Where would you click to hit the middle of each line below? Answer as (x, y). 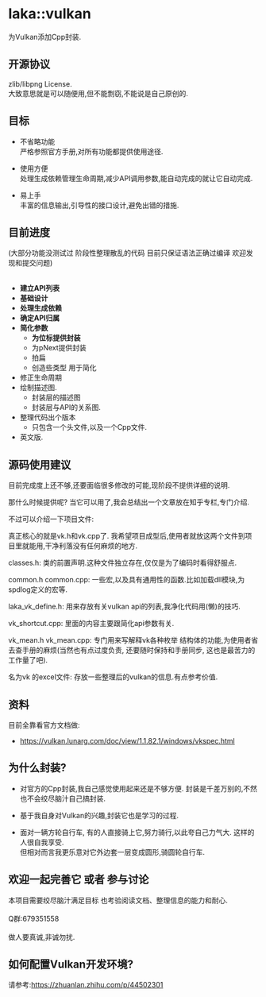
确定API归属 (40, 318)
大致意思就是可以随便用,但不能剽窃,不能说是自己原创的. (98, 93)
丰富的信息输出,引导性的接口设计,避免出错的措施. (99, 205)
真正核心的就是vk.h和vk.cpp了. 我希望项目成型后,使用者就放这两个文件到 (127, 536)
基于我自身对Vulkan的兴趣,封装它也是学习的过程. (99, 815)
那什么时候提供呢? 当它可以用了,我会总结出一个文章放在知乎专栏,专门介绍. (129, 502)
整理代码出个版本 (48, 417)
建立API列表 (40, 288)
